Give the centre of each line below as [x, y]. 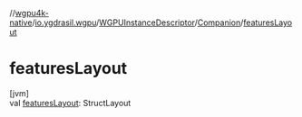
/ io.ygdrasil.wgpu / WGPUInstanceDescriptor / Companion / [137, 22]
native [21, 22]
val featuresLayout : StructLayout [70, 103]
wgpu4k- [32, 13]
